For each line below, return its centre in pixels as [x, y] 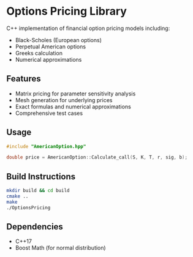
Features [24, 79]
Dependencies [35, 227]
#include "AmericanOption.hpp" [46, 146]
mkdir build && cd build [38, 191]
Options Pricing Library [67, 11]
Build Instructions [41, 177]
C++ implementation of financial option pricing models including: [88, 28]
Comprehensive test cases [49, 113]
